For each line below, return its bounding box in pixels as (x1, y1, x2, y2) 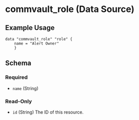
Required (5, 74, 28, 81)
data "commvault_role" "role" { (5, 36, 72, 41)
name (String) (12, 85, 38, 91)
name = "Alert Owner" (14, 41, 59, 46)
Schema (5, 59, 31, 67)
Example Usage (5, 23, 55, 32)
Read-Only (5, 97, 32, 104)
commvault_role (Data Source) (5, 3, 135, 15)
